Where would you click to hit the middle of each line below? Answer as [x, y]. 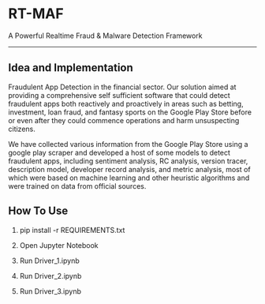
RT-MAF [36, 14]
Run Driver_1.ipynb [50, 261]
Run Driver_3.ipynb [50, 291]
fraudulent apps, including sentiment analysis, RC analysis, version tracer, [128, 161]
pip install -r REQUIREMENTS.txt [72, 230]
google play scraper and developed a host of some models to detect [119, 152]
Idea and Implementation [71, 68]
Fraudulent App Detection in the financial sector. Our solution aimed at [122, 87]
